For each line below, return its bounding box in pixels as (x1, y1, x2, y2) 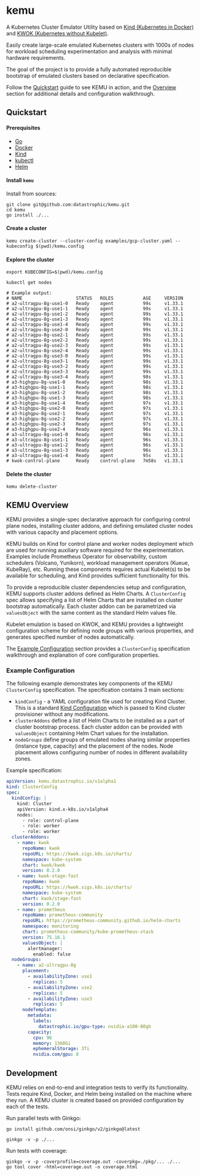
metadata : (28, 1012, 52, 1018)
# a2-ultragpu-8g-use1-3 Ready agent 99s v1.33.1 (6, 316, 184, 322)
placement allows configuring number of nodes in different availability (14, 749, 187, 756)
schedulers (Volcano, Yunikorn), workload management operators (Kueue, (6, 560, 190, 567)
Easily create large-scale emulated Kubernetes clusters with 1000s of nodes (6, 41, 195, 49)
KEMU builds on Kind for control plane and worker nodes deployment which (6, 540, 193, 548)
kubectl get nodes (6, 280, 52, 286)
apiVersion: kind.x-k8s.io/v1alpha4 (17, 806, 109, 812)
